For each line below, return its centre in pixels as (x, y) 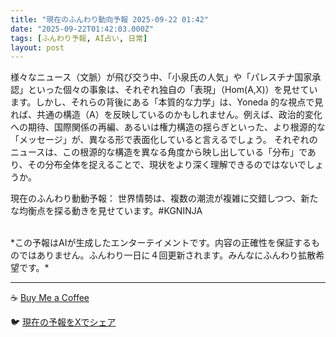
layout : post (37, 47)
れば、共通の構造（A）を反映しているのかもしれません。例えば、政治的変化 (166, 115)
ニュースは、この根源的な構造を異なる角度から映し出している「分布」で (159, 152)
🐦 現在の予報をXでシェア (63, 322)
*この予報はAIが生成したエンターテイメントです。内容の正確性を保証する (161, 243)
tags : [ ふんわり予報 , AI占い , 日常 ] (79, 38)
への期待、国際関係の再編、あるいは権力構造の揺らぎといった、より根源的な (168, 127)
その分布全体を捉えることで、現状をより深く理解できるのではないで (167, 165)
